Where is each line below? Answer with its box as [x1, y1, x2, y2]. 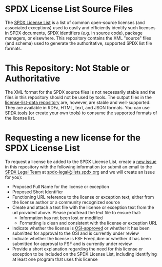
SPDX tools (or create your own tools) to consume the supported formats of [5, 110, 157, 116]
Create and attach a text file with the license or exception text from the [12, 204, 155, 210]
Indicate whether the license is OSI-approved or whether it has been [12, 225, 150, 231]
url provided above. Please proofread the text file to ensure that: [12, 209, 142, 215]
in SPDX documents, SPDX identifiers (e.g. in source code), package [5, 30, 143, 36]
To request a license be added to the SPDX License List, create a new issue [5, 159, 157, 164]
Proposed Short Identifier [12, 189, 63, 195]
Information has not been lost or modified [19, 215, 103, 221]
